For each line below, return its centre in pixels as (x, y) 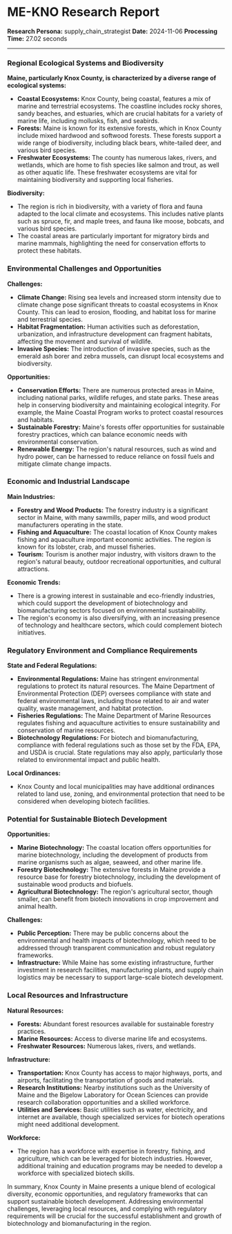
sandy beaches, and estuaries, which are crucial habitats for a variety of (120, 114)
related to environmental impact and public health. (89, 760)
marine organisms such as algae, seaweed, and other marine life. (110, 862)
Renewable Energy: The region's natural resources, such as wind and (117, 449)
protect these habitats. (49, 251)
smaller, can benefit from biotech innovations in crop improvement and (118, 899)
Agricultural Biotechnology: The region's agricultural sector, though (115, 892)
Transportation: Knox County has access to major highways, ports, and (119, 1073)
